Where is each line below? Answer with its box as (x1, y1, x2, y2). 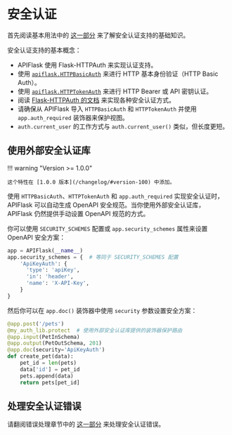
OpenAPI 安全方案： (7, 233, 66, 241)
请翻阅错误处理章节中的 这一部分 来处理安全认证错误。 (7, 420, 165, 429)
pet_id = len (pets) (20, 359, 77, 366)
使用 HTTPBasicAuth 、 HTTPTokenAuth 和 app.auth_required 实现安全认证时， (7, 192, 224, 200)
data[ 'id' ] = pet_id (20, 366, 80, 373)
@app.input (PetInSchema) (7, 333, 80, 340)
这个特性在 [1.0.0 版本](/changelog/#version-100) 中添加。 (7, 178, 176, 186)
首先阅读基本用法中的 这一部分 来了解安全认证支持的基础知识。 (7, 31, 190, 39)
